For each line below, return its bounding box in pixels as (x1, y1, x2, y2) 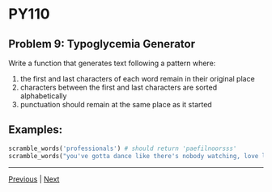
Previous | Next (8, 174, 60, 184)
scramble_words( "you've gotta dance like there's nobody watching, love (8, 152, 259, 160)
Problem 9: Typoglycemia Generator (8, 37, 196, 51)
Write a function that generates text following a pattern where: (8, 58, 216, 68)
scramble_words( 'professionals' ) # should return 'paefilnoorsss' (8, 144, 237, 152)
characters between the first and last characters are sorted (19, 82, 217, 92)
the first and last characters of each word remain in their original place (19, 74, 255, 83)
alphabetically (19, 91, 67, 101)
